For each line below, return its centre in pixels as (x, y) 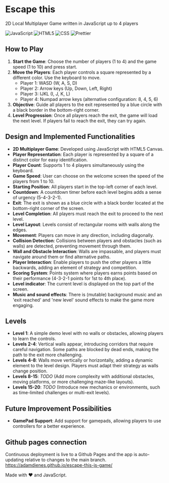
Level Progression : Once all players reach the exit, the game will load (85, 115)
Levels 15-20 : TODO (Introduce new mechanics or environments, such (86, 387)
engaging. (23, 305)
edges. (20, 230)
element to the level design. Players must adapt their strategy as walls (85, 366)
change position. (30, 371)
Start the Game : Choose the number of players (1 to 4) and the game (85, 61)
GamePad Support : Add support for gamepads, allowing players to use (87, 421)
